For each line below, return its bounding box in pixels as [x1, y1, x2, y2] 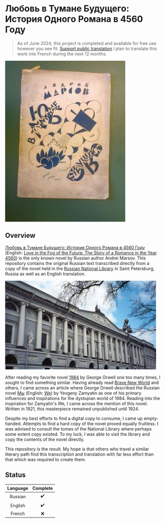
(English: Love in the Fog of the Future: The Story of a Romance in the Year [5, 250, 157, 256]
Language [7, 485, 29, 491]
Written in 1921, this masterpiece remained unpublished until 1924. [5, 406, 139, 412]
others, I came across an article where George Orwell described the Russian [5, 385, 160, 391]
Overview [5, 231, 36, 240]
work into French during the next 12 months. [17, 50, 107, 57]
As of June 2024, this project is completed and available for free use [17, 40, 157, 46]
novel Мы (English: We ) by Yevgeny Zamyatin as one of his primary [5, 390, 142, 396]
